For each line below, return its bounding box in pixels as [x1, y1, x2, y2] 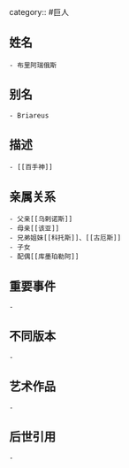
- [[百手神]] [9, 163, 53, 172]
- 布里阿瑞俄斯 [9, 60, 57, 70]
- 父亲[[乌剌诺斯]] [9, 215, 73, 224]
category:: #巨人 [9, 7, 69, 17]
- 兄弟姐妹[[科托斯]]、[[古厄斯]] [9, 234, 122, 242]
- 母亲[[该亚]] [9, 224, 60, 234]
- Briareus [9, 111, 49, 120]
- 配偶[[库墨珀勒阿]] [9, 252, 80, 262]
